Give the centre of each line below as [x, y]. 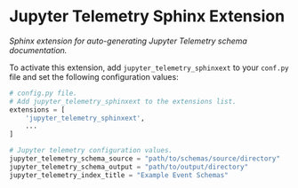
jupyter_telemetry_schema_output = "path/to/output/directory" [129, 167]
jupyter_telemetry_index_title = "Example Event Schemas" [119, 175]
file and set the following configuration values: [94, 76]
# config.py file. [43, 93]
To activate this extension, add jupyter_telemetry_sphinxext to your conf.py [149, 67]
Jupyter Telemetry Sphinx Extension [147, 16]
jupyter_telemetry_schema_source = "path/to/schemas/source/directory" [145, 159]
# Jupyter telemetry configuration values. [91, 151]
